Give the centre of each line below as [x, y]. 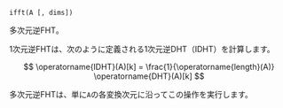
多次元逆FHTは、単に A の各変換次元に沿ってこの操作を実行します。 [131, 94]
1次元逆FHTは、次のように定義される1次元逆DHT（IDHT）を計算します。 [142, 49]
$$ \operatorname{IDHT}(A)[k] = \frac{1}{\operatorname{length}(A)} [149, 67]
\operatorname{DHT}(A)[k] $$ [149, 76]
